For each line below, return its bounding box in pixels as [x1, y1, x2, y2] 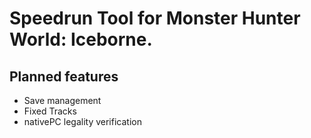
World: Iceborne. [9, 28, 153, 51]
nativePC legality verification [23, 116, 142, 127]
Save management [23, 95, 102, 106]
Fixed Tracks [23, 105, 77, 117]
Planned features [9, 68, 119, 85]
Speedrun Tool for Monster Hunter [9, 7, 301, 30]
